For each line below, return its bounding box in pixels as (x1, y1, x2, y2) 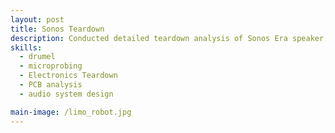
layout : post (10, 14, 65, 25)
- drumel (19, 52, 56, 62)
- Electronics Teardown (19, 71, 118, 81)
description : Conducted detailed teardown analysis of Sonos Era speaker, (10, 33, 329, 43)
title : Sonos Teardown (10, 24, 105, 34)
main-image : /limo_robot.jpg (10, 107, 132, 117)
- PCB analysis (19, 80, 83, 90)
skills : (10, 42, 43, 53)
